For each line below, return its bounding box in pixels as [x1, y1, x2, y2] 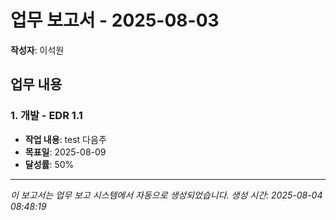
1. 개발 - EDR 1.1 [10, 109, 83, 123]
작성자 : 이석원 [10, 44, 65, 56]
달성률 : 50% [24, 158, 75, 170]
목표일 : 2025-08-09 [24, 146, 107, 158]
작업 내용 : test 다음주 [24, 133, 107, 145]
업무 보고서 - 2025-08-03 [10, 9, 220, 32]
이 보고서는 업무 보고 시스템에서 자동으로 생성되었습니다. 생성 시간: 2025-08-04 [10, 189, 323, 201]
